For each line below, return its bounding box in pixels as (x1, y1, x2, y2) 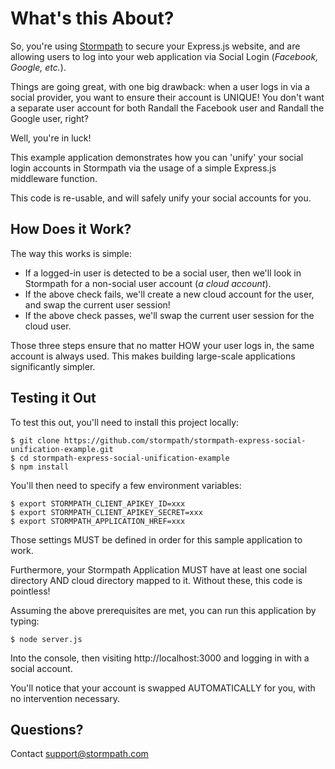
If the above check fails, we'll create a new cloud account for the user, (24, 288, 315, 300)
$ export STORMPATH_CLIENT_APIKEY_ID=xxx (10, 498, 186, 509)
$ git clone (10, 435, 60, 446)
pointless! (10, 585, 51, 597)
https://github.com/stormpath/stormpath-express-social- (63, 435, 307, 446)
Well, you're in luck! (10, 132, 92, 144)
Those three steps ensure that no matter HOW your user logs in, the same (10, 339, 315, 351)
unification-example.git (10, 444, 114, 454)
